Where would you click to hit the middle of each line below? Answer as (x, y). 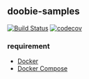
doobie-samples (43, 11)
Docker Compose (42, 69)
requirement (29, 46)
